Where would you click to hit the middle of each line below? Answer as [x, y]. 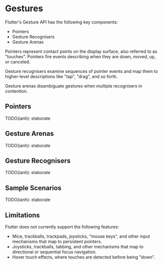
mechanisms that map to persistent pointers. [57, 242]
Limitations [22, 215]
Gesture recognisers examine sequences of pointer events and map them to [81, 71]
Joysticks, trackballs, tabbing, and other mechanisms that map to [78, 247]
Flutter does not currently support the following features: [62, 227]
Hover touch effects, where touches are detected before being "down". [83, 257]
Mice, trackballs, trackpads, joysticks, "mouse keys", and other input [81, 236]
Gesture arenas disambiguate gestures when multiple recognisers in [74, 86]
